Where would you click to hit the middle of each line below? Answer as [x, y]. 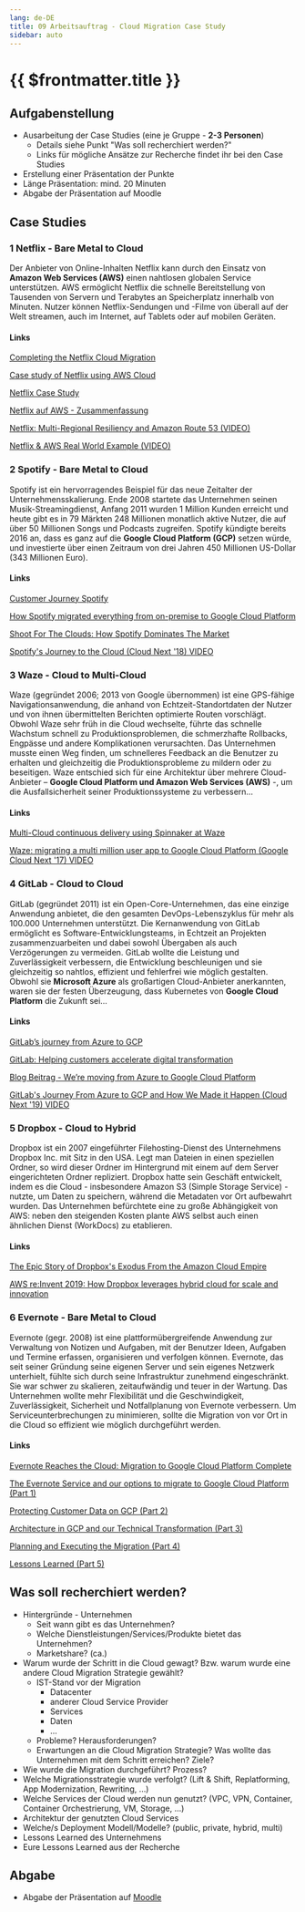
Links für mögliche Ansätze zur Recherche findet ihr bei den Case [160, 155]
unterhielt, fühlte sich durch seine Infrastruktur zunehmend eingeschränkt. [149, 1376]
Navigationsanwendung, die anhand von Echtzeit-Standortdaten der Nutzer [151, 705]
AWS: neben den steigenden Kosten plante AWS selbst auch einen [134, 1216]
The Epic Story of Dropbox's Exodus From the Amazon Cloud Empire [138, 1266]
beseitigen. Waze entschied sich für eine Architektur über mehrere [134, 772]
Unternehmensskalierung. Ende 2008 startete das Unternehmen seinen [143, 499]
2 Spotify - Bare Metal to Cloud [79, 470]
